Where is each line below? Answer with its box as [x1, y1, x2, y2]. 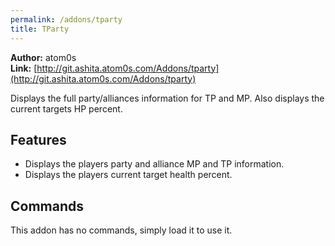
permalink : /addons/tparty [10, 14, 123, 25]
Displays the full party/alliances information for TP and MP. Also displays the [10, 92, 325, 104]
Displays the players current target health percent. [24, 169, 233, 181]
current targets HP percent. [10, 102, 123, 115]
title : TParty [10, 24, 70, 34]
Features [10, 131, 67, 148]
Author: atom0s [10, 51, 77, 63]
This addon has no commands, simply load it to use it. [10, 224, 233, 236]
